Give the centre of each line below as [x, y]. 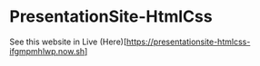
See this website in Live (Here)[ [68, 42]
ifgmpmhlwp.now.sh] [49, 51]
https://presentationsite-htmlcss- [188, 42]
